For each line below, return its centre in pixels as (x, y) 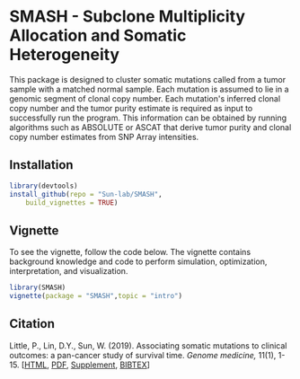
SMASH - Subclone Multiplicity (127, 17)
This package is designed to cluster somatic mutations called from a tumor (147, 79)
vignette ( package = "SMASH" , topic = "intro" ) (96, 296)
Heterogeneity (64, 55)
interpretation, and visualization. (69, 271)
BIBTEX (133, 365)
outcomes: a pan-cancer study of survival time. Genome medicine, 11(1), (143, 355)
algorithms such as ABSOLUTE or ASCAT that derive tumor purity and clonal (150, 127)
